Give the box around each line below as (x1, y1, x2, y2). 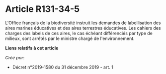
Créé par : (5, 54, 25, 60)
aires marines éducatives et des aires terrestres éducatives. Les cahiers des (5, 25, 161, 31)
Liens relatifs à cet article (5, 45, 59, 51)
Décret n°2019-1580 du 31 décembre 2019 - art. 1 (12, 64, 113, 70)
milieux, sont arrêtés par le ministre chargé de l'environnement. (5, 36, 135, 41)
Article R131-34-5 (5, 3, 80, 15)
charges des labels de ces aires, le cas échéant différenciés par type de (5, 30, 153, 36)
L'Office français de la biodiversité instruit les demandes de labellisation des (5, 20, 161, 26)
